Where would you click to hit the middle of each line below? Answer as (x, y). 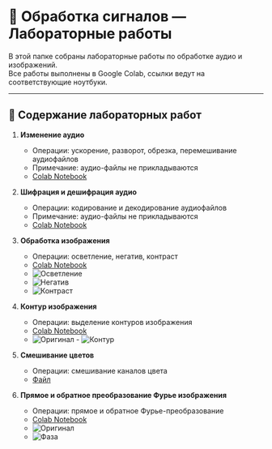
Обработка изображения (65, 240)
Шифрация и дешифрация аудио (79, 192)
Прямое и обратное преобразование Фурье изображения (123, 395)
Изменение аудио (52, 135)
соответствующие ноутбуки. (58, 82)
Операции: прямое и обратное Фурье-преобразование (128, 411)
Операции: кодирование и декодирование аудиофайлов (130, 207)
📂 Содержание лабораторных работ (105, 115)
